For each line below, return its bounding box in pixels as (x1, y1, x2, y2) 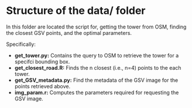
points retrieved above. (14, 82, 71, 89)
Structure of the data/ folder (6, 4, 146, 17)
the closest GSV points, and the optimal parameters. (6, 29, 132, 36)
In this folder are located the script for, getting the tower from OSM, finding (6, 23, 187, 30)
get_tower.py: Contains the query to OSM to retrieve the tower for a (14, 52, 179, 59)
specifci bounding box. (14, 58, 70, 65)
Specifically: (6, 41, 36, 48)
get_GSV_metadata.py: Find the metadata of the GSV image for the (14, 77, 179, 84)
